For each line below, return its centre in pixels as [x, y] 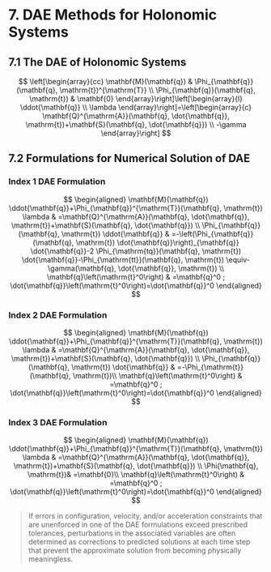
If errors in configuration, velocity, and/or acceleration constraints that [145, 516]
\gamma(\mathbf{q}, [82, 268]
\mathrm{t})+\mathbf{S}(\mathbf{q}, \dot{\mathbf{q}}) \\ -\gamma [136, 124]
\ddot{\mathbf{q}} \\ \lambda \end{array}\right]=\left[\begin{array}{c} [136, 107]
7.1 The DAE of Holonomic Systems [97, 62]
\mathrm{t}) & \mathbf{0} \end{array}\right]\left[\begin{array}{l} [136, 98]
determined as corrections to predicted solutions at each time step [139, 542]
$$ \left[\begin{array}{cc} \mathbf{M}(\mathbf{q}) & [106, 81]
